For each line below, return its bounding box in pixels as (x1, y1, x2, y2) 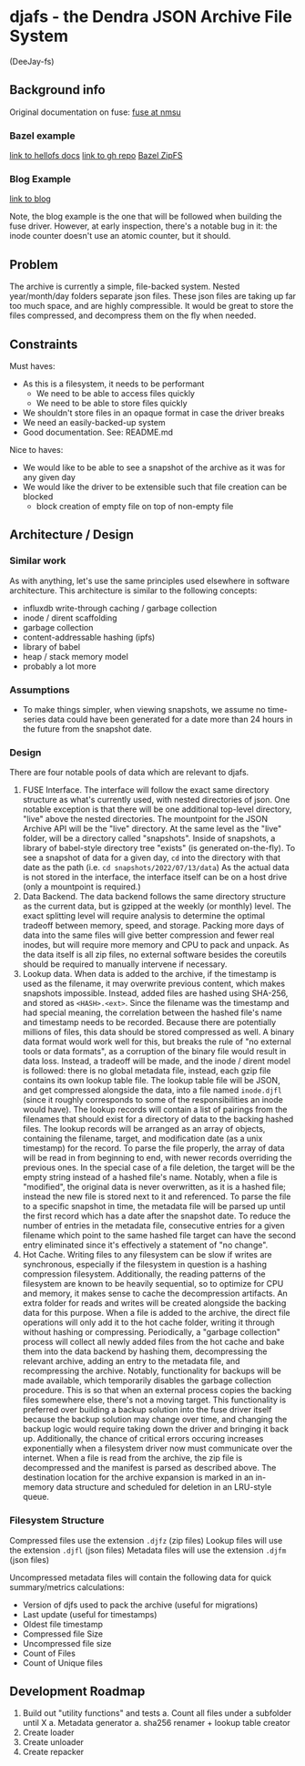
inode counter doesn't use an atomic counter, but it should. (9, 231, 231, 241)
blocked (22, 490, 54, 502)
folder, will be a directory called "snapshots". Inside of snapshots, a (22, 833, 276, 844)
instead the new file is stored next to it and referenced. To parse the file (22, 1191, 291, 1202)
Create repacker (22, 1747, 85, 1758)
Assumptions (9, 683, 70, 696)
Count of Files (22, 1648, 76, 1658)
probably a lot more (22, 661, 97, 672)
